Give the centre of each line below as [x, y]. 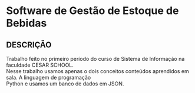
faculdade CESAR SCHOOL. [40, 65]
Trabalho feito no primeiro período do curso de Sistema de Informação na [95, 59]
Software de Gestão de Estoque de [92, 11]
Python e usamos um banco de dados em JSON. [65, 84]
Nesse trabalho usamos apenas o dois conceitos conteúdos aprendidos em [98, 71]
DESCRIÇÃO [29, 45]
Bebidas [27, 23]
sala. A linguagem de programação [49, 77]
